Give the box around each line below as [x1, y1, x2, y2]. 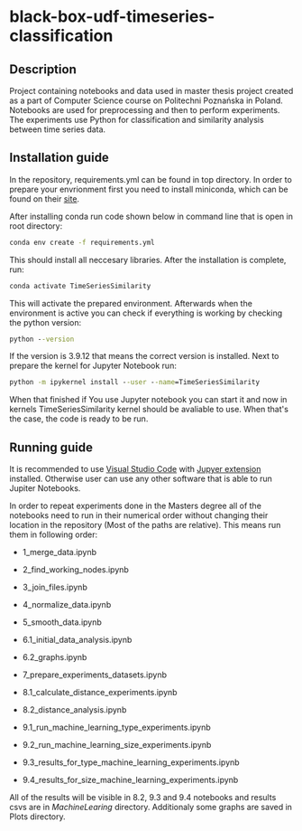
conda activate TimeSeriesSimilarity [9, 281, 151, 290]
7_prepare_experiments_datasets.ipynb [22, 669, 167, 680]
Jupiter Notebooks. [9, 483, 81, 494]
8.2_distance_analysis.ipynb [22, 704, 127, 715]
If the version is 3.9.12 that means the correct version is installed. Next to [9, 351, 279, 362]
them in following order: [9, 529, 98, 540]
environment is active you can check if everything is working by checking [9, 307, 283, 318]
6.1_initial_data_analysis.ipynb [22, 635, 133, 646]
